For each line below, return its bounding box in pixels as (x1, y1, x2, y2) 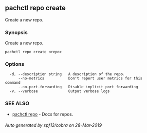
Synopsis (5, 29, 28, 36)
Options (5, 61, 24, 68)
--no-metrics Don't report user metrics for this (18, 76, 143, 81)
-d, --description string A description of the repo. (9, 72, 125, 77)
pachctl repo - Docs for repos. (12, 111, 73, 117)
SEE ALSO (5, 100, 30, 107)
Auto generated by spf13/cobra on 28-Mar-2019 (5, 122, 102, 128)
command (5, 80, 21, 85)
